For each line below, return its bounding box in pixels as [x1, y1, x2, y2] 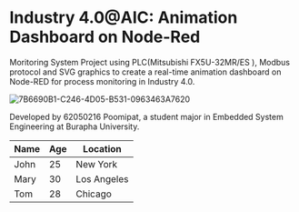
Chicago [75, 187, 112, 200]
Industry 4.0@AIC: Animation [9, 7, 238, 28]
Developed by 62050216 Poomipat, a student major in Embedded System [9, 111, 284, 122]
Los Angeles [75, 172, 129, 185]
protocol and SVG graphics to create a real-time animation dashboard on [9, 66, 282, 77]
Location [83, 142, 123, 155]
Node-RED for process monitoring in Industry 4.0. [9, 76, 195, 86]
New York [75, 157, 118, 170]
